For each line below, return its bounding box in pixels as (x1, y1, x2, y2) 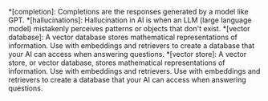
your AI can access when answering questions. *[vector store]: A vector (8, 50, 247, 59)
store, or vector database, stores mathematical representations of (8, 58, 226, 67)
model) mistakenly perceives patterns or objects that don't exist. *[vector (8, 24, 250, 33)
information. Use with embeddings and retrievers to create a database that (8, 41, 255, 50)
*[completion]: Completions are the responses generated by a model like (8, 7, 249, 16)
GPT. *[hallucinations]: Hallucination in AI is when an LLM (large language (8, 15, 252, 25)
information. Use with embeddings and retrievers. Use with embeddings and (8, 67, 261, 75)
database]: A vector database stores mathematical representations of (8, 32, 238, 42)
